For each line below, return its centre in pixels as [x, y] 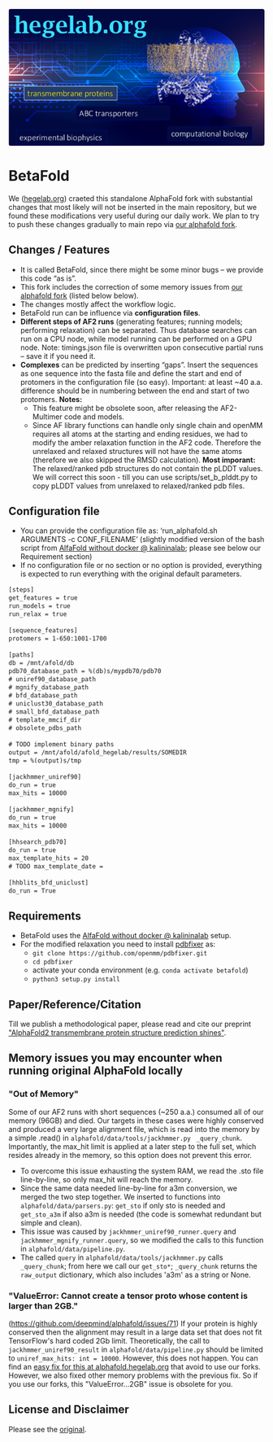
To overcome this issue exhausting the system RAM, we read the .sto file [142, 1171]
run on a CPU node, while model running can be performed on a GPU [136, 339]
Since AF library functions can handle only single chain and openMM [147, 425]
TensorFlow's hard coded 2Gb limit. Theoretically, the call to [109, 1341]
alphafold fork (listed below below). [80, 295]
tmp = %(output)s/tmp [45, 761]
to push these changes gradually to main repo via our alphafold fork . [123, 224]
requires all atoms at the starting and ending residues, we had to [140, 434]
